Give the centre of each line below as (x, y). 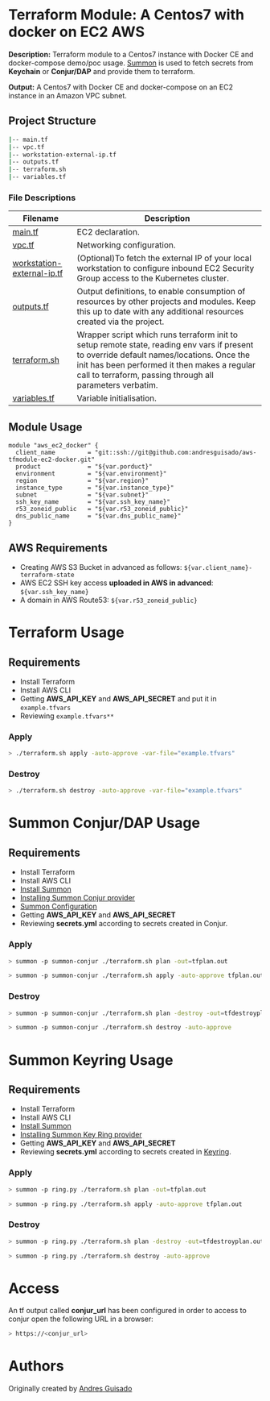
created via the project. (121, 322)
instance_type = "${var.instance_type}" (95, 488)
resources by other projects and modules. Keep (166, 301)
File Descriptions (42, 197)
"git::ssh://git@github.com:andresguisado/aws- (176, 453)
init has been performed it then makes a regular (166, 365)
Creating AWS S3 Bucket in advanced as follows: (101, 567)
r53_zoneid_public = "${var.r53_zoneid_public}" (102, 509)
